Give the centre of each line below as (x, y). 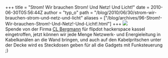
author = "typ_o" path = (68, 12)
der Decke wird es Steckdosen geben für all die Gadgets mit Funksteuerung (84, 45)
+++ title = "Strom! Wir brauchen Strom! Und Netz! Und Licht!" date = (77, 7)
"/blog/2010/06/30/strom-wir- (125, 12)
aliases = (93, 18)
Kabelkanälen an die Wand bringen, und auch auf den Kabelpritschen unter (83, 40)
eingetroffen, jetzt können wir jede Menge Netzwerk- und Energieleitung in (83, 34)
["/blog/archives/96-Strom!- (133, 18)
